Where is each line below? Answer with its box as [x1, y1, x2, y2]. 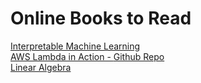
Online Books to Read [10, 7, 192, 30]
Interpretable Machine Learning [10, 40, 141, 52]
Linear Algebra [10, 61, 72, 73]
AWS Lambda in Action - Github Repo [10, 50, 165, 62]
